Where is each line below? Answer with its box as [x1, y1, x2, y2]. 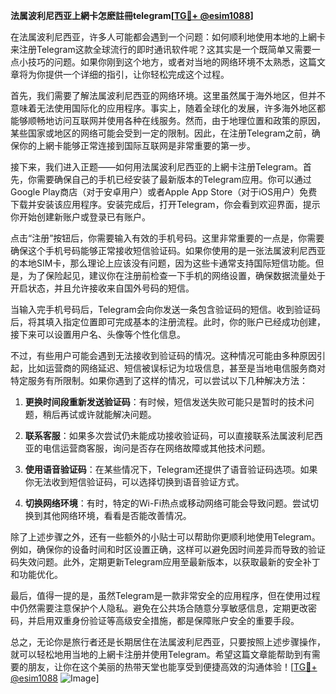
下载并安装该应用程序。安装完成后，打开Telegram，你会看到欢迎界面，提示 [10, 199, 321, 210]
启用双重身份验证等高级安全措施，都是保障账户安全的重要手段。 [36, 615, 300, 626]
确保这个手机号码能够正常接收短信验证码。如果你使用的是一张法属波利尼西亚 [10, 245, 326, 256]
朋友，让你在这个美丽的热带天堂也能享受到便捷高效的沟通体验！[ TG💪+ [27, 661, 318, 673]
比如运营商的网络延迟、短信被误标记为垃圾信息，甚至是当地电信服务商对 [27, 362, 326, 374]
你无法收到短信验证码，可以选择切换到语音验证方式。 [24, 476, 245, 488]
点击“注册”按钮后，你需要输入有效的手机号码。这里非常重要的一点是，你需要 [10, 232, 325, 244]
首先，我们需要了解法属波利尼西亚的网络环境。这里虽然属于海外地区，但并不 [10, 90, 326, 101]
